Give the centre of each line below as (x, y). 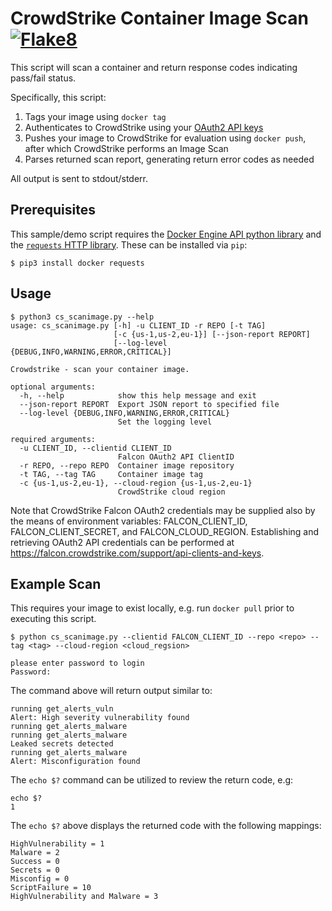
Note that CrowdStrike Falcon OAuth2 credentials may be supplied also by (163, 510)
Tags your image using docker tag (95, 116)
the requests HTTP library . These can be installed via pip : (129, 244)
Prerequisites (53, 210)
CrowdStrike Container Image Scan (160, 18)
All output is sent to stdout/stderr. (79, 178)
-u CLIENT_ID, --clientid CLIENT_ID (95, 448)
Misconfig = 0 (40, 879)
